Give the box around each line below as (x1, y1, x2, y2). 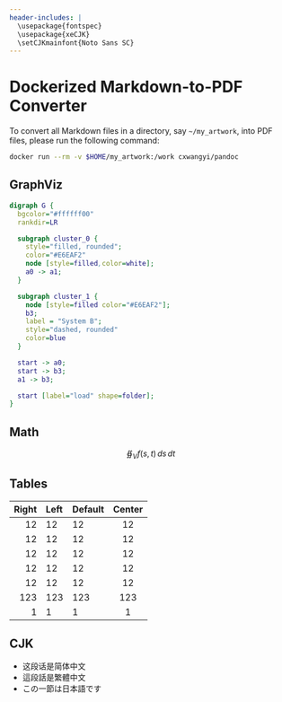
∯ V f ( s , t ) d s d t (126, 448, 176, 461)
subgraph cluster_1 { (17, 292, 99, 301)
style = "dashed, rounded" (25, 325, 119, 335)
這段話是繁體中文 (22, 672, 86, 683)
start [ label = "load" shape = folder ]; (17, 391, 154, 400)
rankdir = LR (17, 217, 58, 227)
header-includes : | (9, 13, 83, 22)
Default (71, 503, 105, 515)
